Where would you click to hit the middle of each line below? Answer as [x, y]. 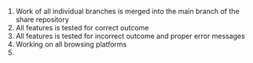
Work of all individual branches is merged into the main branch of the [127, 11]
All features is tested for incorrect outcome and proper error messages [130, 36]
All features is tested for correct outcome [82, 28]
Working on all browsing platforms [71, 44]
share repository [42, 19]
